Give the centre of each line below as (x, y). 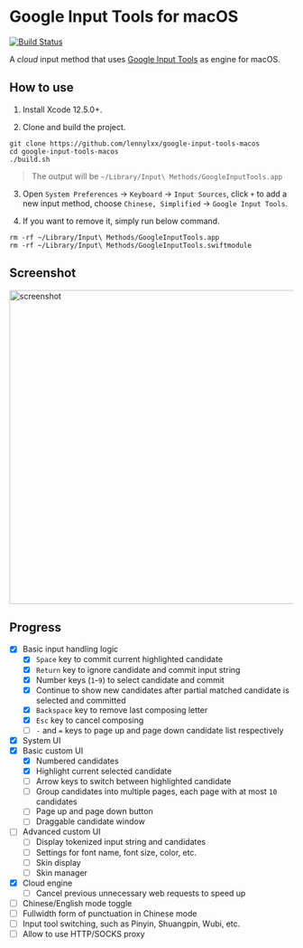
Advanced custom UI (61, 832)
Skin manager (62, 872)
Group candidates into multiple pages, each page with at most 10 (156, 792)
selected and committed (81, 700)
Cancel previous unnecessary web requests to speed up (141, 893)
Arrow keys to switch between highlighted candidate (133, 782)
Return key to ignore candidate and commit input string (138, 669)
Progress (35, 627)
